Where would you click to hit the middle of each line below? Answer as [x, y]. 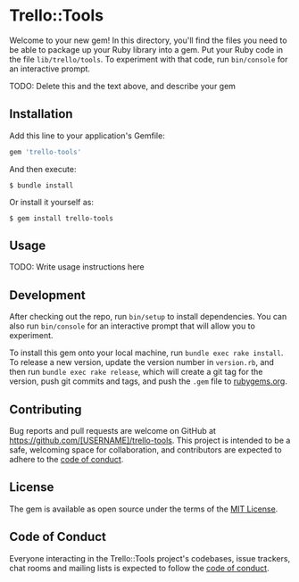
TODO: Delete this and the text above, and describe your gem [123, 86]
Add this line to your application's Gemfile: [87, 136]
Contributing [46, 409]
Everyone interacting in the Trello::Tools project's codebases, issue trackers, [150, 558]
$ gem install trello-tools [62, 218]
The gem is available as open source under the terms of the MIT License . [144, 509]
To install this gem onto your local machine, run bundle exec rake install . [146, 353]
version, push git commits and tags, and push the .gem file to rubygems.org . [149, 381]
